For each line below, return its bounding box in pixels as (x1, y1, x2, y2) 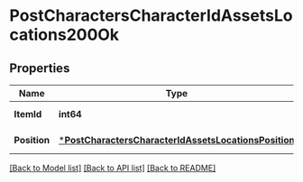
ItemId (14, 108, 42, 120)
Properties (9, 60, 70, 76)
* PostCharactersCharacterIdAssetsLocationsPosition (58, 134, 295, 146)
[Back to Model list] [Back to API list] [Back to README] (9, 163, 216, 173)
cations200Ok (9, 24, 120, 45)
